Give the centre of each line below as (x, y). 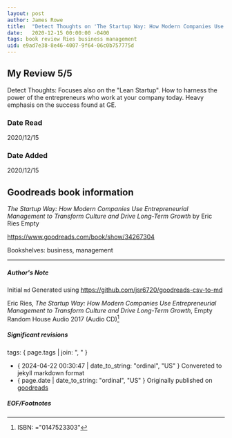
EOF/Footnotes (29, 404)
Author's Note (28, 272)
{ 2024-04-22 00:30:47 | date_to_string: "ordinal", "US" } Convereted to (119, 366)
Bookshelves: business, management (60, 250)
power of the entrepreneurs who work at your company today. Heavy (106, 97)
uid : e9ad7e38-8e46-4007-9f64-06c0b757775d (71, 46)
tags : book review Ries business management (72, 39)
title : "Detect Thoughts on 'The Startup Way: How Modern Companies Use (116, 26)
